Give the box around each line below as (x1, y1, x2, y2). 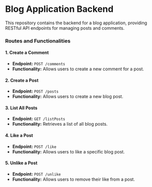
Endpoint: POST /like (12, 143, 57, 149)
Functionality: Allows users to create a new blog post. (12, 93, 124, 99)
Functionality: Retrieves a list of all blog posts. (12, 121, 108, 127)
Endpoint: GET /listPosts (12, 116, 65, 122)
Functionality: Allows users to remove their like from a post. (12, 176, 135, 182)
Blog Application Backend (5, 3, 114, 15)
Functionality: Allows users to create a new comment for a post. (12, 66, 145, 72)
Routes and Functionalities (5, 37, 71, 44)
